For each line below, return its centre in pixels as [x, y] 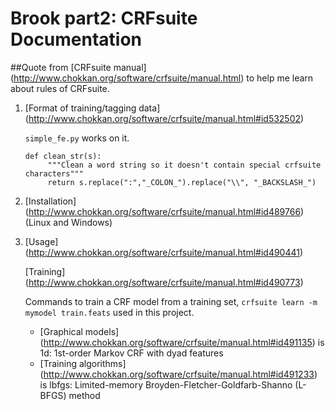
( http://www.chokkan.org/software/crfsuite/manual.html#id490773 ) [164, 282]
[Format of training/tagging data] [92, 108]
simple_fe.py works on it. [77, 138]
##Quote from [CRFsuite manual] [78, 67]
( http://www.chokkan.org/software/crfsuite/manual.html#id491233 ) [178, 374]
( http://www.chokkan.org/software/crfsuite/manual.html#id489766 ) [164, 211]
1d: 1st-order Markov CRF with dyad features [131, 353]
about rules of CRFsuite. [60, 88]
